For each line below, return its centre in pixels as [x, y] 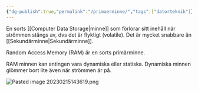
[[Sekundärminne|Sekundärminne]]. [50, 41]
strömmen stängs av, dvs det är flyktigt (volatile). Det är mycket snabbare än [99, 35]
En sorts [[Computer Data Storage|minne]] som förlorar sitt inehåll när [91, 28]
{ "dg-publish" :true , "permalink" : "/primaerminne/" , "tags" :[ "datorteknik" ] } [100, 12]
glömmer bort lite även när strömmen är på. [59, 70]
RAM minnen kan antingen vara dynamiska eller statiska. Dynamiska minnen [99, 64]
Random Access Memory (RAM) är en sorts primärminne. [76, 52]
